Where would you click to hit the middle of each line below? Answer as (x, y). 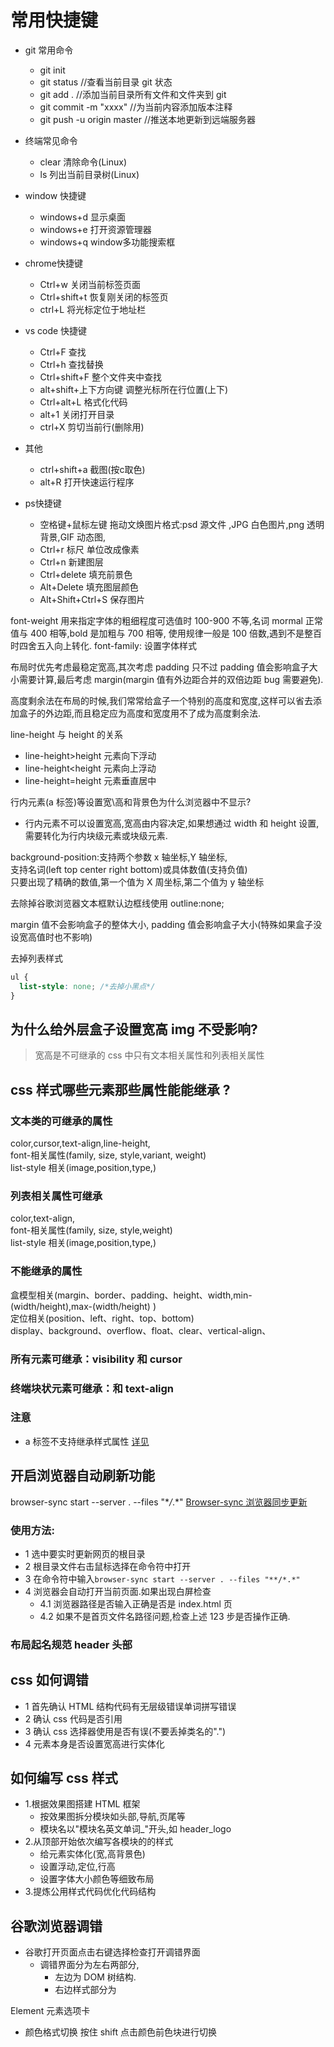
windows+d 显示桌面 (83, 217)
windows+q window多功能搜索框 (107, 242)
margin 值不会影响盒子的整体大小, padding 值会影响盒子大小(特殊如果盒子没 (166, 924)
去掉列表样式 (36, 958)
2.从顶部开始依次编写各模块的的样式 (99, 1842)
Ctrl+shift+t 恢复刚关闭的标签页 (104, 297)
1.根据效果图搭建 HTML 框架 (82, 1804)
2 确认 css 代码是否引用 (73, 1718)
